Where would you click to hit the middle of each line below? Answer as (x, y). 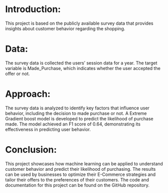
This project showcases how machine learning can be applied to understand (84, 164)
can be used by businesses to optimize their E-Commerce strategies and (80, 174)
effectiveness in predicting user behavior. (48, 129)
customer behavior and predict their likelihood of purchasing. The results (80, 169)
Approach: (28, 94)
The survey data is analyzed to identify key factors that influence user (77, 108)
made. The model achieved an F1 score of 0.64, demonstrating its (73, 124)
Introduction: (33, 9)
